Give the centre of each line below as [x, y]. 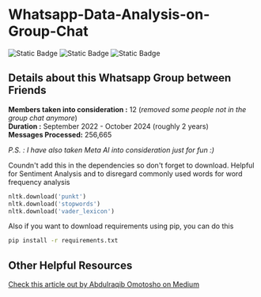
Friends [27, 90]
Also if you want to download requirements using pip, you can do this [121, 226]
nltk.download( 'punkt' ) [47, 196]
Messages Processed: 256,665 [60, 134]
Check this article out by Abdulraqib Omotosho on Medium [104, 284]
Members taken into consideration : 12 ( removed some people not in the [127, 109]
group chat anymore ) [43, 118]
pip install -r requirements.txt [63, 241]
